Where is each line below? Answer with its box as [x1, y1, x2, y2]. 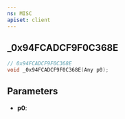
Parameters [7, 85, 58, 97]
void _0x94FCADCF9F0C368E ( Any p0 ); [7, 67, 109, 74]
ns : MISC [7, 10, 32, 17]
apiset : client [7, 17, 51, 23]
